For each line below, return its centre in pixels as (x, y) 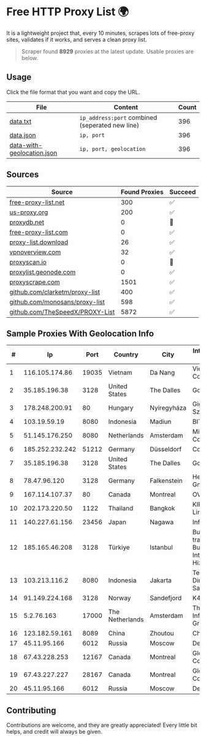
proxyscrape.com (35, 282)
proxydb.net (27, 222)
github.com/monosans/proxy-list (57, 302)
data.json (23, 135)
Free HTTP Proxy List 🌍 (68, 12)
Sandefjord (166, 598)
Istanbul (161, 548)
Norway (120, 598)
